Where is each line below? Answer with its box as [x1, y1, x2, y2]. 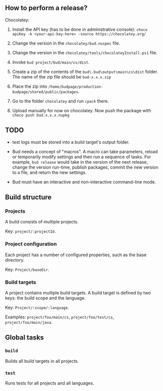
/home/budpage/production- [48, 84, 104, 89]
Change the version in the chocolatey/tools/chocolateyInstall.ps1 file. [12, 49, 158, 55]
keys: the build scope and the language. [5, 295, 86, 301]
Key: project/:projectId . [5, 228, 56, 234]
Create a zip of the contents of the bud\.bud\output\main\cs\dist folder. [12, 69, 158, 74]
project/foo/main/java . [5, 319, 53, 325]
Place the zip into [12, 83, 47, 89]
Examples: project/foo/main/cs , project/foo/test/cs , [5, 314, 114, 320]
